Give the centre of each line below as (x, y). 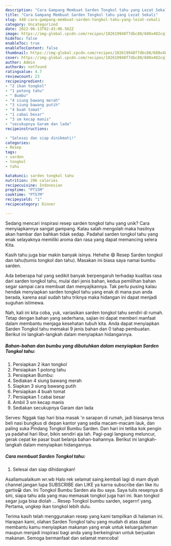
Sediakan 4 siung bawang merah (47, 381)
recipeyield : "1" (24, 200)
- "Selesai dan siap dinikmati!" (41, 138)
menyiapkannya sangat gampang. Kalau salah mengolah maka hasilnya (80, 228)
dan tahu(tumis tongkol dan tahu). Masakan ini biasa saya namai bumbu (80, 260)
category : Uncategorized (32, 24)
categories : (18, 143)
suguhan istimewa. (25, 302)
